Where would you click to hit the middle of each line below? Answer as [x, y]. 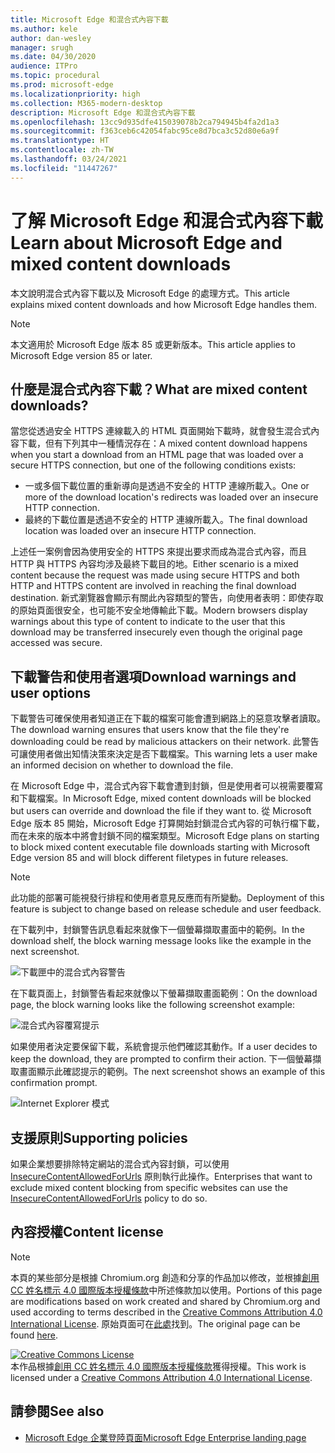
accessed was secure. [56, 643]
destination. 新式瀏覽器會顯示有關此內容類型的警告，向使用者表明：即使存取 [167, 598]
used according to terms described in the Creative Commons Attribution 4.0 [166, 1312]
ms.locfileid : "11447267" [64, 168]
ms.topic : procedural [55, 76]
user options [51, 692]
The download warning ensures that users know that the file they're [150, 730]
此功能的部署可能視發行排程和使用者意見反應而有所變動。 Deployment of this [167, 898]
